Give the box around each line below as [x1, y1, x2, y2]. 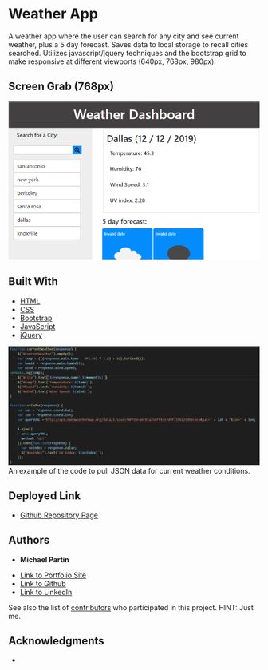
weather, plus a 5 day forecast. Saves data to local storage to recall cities [8, 39, 249, 49]
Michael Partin [19, 554, 69, 564]
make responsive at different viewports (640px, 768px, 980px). [8, 57, 217, 66]
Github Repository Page [19, 510, 98, 520]
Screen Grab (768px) [8, 80, 114, 93]
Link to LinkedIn [19, 587, 73, 597]
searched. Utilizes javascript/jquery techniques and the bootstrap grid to [8, 48, 247, 57]
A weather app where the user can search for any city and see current [8, 31, 239, 41]
